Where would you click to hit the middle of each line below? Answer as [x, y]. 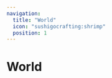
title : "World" [35, 20]
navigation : [24, 13]
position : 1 [30, 33]
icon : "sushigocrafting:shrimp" [59, 26]
